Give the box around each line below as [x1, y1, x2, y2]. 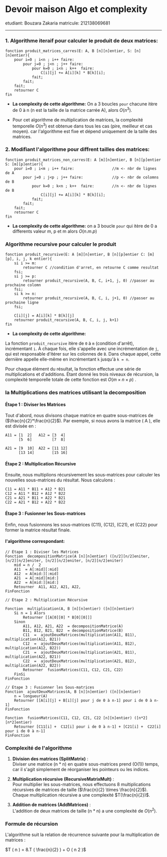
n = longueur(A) [14, 693, 48, 699]
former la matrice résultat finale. [5, 527, 71, 533]
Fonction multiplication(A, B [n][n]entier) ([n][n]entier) [5, 606, 135, 611]
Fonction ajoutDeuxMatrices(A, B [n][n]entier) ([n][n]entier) [5, 689, 141, 694]
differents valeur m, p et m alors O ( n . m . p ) [12, 228, 97, 234]
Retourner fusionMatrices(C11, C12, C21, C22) [23, 667, 123, 672]
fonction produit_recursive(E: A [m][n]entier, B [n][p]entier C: [5, 252, 146, 257]
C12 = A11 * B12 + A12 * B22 [5, 491, 66, 496]
